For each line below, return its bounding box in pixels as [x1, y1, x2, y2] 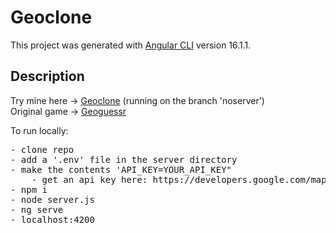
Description [10, 68, 85, 85]
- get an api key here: [31, 174, 148, 185]
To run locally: [10, 124, 69, 136]
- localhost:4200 [10, 214, 95, 225]
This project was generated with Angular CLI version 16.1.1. [10, 39, 252, 51]
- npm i [10, 184, 48, 195]
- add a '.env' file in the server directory [10, 154, 238, 165]
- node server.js [10, 194, 95, 205]
